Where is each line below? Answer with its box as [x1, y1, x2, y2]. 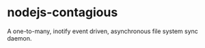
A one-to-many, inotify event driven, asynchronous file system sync [7, 27, 198, 35]
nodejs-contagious [7, 5, 118, 20]
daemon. [7, 34, 32, 42]
